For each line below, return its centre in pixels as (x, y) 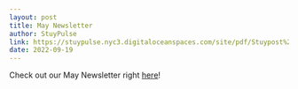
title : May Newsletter (51, 26)
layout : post (33, 17)
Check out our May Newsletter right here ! (85, 75)
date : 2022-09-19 (41, 50)
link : (19, 42)
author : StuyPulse (43, 33)
